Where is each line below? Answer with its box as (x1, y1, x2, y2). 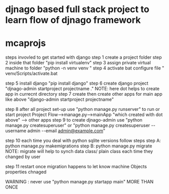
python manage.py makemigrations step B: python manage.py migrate (5, 143, 152, 149)
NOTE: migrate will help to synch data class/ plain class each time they (5, 148, 153, 154)
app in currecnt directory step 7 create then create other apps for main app (5, 91, 162, 97)
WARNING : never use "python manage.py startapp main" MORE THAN (5, 179, 154, 185)
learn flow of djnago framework (5, 14, 141, 26)
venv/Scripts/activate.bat (5, 70, 58, 76)
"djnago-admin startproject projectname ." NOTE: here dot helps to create (5, 86, 160, 92)
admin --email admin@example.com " (27, 128, 106, 134)
